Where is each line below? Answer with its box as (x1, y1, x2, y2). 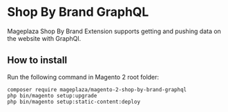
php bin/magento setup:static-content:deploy (7, 98, 140, 105)
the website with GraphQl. (7, 34, 82, 42)
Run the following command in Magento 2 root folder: (7, 73, 160, 81)
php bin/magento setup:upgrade (7, 92, 97, 99)
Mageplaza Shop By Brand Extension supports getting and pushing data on (7, 27, 221, 35)
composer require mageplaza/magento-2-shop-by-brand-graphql (7, 86, 187, 93)
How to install (7, 55, 68, 66)
